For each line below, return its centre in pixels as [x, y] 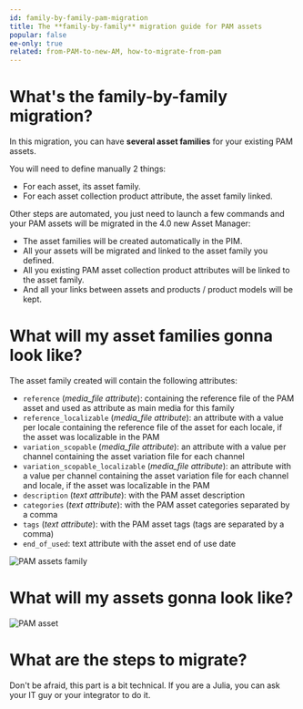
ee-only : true [36, 43]
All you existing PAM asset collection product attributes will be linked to [156, 271]
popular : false [38, 35]
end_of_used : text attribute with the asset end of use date [129, 544]
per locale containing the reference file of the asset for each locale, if [152, 427]
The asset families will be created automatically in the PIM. [132, 241]
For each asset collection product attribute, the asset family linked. [147, 196]
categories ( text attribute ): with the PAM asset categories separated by [156, 505]
